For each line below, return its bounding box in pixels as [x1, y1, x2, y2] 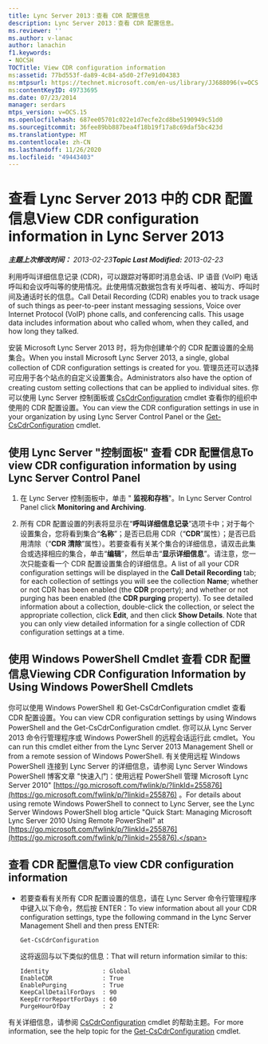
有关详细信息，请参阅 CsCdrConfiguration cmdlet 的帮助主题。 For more [8, 1017, 244, 1026]
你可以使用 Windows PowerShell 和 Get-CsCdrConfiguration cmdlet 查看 [8, 702, 246, 712]
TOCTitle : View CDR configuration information [8, 64, 166, 72]
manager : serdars [8, 101, 66, 109]
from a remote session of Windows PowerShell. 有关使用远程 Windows [8, 751, 241, 761]
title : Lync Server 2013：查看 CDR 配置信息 [8, 11, 150, 20]
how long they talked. [8, 326, 79, 336]
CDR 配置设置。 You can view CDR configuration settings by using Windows [8, 713, 257, 722]
